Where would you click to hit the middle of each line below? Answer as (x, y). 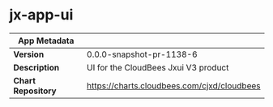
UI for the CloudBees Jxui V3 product (158, 67)
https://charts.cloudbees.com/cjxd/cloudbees (174, 85)
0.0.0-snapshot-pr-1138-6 (142, 54)
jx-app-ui (41, 15)
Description (36, 67)
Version (29, 54)
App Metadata (46, 41)
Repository (35, 91)
